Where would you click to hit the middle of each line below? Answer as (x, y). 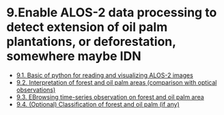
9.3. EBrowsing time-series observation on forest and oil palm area (110, 97)
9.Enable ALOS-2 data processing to (112, 13)
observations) (36, 90)
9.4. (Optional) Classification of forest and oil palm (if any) (98, 104)
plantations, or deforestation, (91, 42)
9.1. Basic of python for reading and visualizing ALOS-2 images (105, 75)
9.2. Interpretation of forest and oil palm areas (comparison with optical (116, 82)
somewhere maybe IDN (74, 56)
